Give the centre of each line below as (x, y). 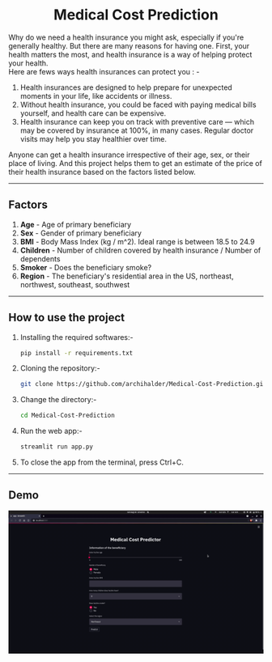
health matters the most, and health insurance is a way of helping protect (130, 54)
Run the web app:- (51, 431)
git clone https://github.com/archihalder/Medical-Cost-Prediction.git (143, 384)
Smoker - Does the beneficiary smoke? (86, 267)
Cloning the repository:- (60, 368)
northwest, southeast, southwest (75, 284)
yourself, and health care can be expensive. (93, 113)
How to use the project (67, 318)
